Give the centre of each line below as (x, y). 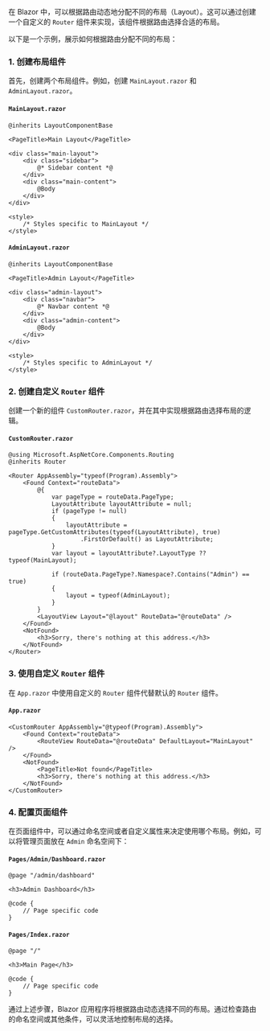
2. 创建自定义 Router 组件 (57, 391)
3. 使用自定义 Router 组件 (57, 674)
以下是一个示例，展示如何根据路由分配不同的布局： (93, 39)
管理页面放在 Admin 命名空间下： (76, 841)
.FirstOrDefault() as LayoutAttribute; (147, 540)
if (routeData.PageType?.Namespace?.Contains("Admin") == (150, 575)
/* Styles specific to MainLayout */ (86, 224)
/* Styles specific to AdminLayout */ (88, 363)
